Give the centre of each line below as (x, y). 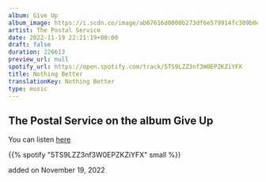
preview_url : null (38, 60)
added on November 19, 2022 (57, 170)
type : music (28, 89)
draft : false (30, 45)
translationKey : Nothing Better (61, 81)
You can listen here (40, 139)
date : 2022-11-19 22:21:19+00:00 (63, 37)
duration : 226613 (37, 52)
